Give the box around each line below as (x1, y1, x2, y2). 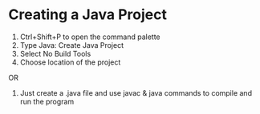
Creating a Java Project (8, 6, 167, 24)
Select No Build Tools (19, 49, 91, 58)
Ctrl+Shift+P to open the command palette (19, 32, 160, 41)
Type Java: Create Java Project (19, 40, 124, 49)
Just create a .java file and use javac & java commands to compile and (19, 88, 253, 97)
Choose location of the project (19, 57, 121, 67)
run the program (19, 96, 75, 106)
